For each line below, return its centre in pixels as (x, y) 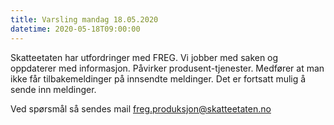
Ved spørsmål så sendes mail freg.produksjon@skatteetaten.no (141, 108)
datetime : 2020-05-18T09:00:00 (75, 29)
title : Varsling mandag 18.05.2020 (84, 19)
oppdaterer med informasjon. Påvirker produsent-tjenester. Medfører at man (167, 68)
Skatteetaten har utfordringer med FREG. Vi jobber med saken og (144, 57)
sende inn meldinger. (53, 89)
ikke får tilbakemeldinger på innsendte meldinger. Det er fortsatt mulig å (158, 78)
